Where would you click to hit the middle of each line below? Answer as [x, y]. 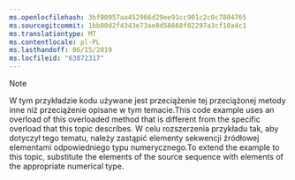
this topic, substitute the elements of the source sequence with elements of [147, 157]
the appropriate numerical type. [67, 166]
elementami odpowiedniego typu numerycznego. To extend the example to [144, 147]
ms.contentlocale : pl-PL [55, 42]
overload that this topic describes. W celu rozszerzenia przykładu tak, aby [144, 128]
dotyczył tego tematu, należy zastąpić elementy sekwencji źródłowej [134, 138]
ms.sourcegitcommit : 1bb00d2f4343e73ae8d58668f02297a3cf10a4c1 [128, 26]
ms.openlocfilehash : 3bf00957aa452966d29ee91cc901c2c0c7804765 [128, 17]
